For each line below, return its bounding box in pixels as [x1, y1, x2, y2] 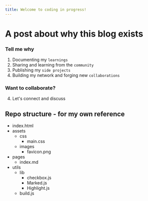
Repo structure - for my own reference [5, 110, 125, 118]
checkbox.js [26, 175, 51, 181]
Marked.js [26, 180, 48, 186]
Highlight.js [26, 185, 50, 191]
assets [12, 128, 26, 134]
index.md [19, 159, 39, 165]
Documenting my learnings [12, 57, 68, 63]
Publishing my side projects [12, 67, 71, 73]
